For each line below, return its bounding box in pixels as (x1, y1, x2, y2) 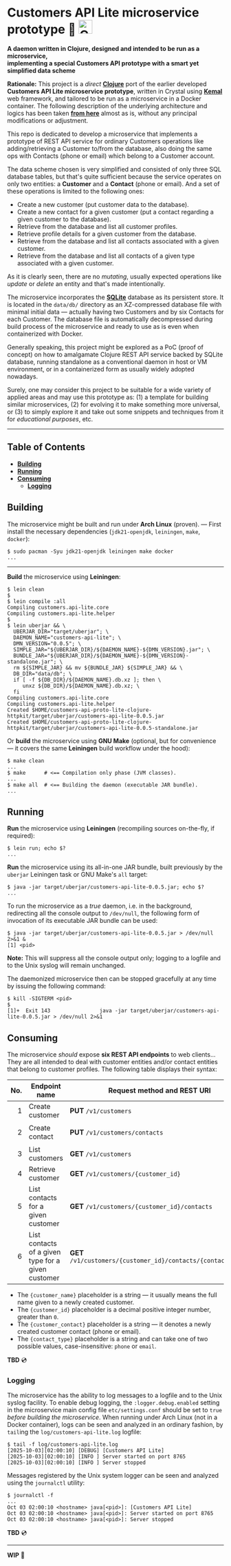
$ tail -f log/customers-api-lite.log (7, 1441, 118, 1448)
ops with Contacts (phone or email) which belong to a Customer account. (7, 152, 215, 160)
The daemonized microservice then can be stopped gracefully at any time (7, 975, 217, 983)
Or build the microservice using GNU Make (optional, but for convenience (7, 736, 217, 745)
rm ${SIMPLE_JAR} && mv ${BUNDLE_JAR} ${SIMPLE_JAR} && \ (13, 664, 184, 671)
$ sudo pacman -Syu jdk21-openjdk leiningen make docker (7, 548, 174, 555)
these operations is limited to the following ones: (7, 187, 144, 195)
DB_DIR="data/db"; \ (13, 670, 72, 677)
